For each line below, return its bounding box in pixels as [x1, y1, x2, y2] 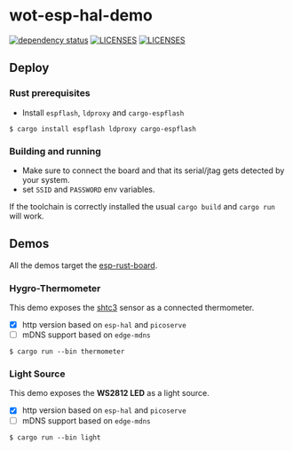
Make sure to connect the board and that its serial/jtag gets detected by [21, 165, 285, 176]
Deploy [9, 60, 50, 75]
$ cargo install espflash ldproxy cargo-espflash [9, 124, 197, 133]
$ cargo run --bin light [9, 432, 101, 442]
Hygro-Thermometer [9, 281, 101, 294]
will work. [9, 210, 44, 221]
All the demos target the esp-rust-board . [9, 259, 158, 271]
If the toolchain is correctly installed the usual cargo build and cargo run [9, 201, 275, 211]
